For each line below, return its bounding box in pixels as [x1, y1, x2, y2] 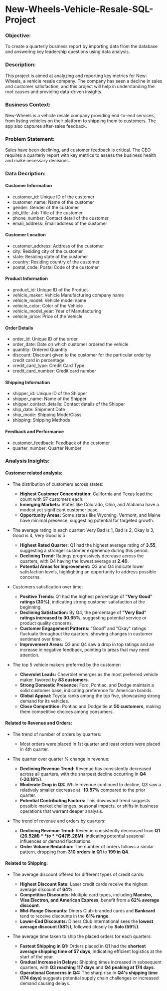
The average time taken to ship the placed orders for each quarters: [12, 933, 152, 939]
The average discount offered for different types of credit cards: [12, 871, 145, 877]
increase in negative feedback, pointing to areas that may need [19, 646, 150, 652]
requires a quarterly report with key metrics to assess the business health [5, 152, 157, 158]
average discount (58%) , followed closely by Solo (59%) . [19, 924, 140, 930]
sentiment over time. [19, 636, 62, 642]
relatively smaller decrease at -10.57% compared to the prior [19, 787, 146, 793]
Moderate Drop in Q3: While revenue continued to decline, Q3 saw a [19, 781, 161, 787]
